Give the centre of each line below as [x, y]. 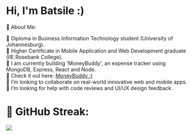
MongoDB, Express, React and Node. [51, 69]
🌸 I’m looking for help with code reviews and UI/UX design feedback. [89, 88]
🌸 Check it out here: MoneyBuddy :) [49, 76]
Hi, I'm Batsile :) [45, 11]
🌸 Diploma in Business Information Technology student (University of [90, 38]
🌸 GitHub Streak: [48, 112]
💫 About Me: [21, 27]
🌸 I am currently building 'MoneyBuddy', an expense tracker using [86, 63]
